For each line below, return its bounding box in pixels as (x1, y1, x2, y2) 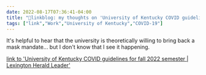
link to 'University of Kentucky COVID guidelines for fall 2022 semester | (6, 55, 189, 63)
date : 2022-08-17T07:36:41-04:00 (6, 9, 92, 15)
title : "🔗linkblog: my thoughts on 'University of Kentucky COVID (6, 15, 180, 21)
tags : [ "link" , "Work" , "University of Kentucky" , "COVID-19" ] (6, 20, 164, 26)
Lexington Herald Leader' (6, 62, 71, 69)
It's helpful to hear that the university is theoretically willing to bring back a (6, 37, 195, 45)
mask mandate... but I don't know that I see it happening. (6, 43, 150, 51)
